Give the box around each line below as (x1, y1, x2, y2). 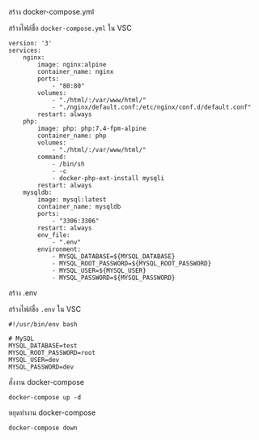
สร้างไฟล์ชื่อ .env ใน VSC (8, 304, 82, 313)
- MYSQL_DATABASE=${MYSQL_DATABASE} (51, 252, 176, 261)
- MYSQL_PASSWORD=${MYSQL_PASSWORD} (51, 274, 176, 282)
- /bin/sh (51, 160, 85, 168)
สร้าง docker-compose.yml (8, 7, 95, 16)
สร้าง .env (8, 288, 38, 297)
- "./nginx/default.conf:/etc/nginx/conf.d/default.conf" (51, 103, 252, 111)
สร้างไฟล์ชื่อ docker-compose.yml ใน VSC (8, 24, 132, 32)
